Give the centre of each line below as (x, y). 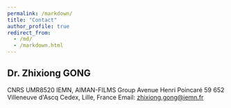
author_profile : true (38, 26)
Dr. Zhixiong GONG (49, 73)
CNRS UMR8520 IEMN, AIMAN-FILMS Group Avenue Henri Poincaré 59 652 (116, 89)
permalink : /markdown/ (40, 13)
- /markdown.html (38, 45)
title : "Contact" (32, 20)
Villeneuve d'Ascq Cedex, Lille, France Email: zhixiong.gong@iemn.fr (105, 97)
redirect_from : (29, 33)
